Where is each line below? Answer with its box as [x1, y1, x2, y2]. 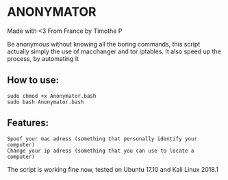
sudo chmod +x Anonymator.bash [7, 92, 97, 99]
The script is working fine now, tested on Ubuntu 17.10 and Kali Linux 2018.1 [7, 165, 219, 173]
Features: [7, 117, 49, 129]
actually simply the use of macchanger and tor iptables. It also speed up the [7, 47, 221, 55]
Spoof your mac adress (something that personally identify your [7, 135, 197, 142]
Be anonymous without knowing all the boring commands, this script [7, 40, 201, 48]
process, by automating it [7, 54, 79, 62]
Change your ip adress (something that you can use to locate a [7, 147, 194, 154]
